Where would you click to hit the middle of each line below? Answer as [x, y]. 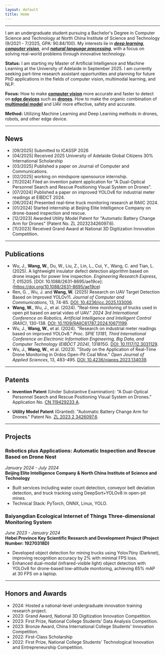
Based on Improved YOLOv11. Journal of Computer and [68, 297]
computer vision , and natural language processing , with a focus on [75, 48]
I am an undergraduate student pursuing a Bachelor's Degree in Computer [80, 33]
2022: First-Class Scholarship [42, 637]
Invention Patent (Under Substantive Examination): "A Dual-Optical [80, 391]
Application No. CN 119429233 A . [46, 402]
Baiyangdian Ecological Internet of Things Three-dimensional [80, 516]
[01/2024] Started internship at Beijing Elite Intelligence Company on [82, 208]
